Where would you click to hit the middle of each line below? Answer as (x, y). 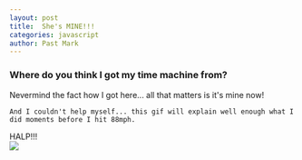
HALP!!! (24, 136)
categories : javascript (54, 35)
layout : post (34, 18)
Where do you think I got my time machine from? (119, 75)
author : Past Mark (44, 43)
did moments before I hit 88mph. (73, 119)
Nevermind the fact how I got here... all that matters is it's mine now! (137, 95)
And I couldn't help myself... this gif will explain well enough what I (152, 111)
